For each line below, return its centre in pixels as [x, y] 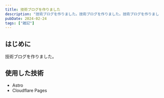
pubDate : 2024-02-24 [26, 18]
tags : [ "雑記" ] [20, 23]
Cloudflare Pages [30, 90]
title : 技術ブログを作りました [33, 9]
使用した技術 [24, 73]
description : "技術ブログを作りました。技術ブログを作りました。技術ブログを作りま [80, 14]
